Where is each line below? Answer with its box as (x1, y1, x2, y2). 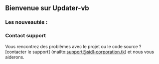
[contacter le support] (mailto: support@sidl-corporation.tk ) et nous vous (5, 49, 155, 55)
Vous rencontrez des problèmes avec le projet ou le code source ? (5, 43, 142, 49)
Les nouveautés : (5, 19, 48, 26)
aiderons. (5, 54, 25, 60)
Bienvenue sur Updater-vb (5, 4, 90, 12)
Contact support (5, 32, 46, 39)
